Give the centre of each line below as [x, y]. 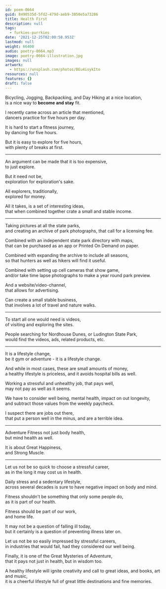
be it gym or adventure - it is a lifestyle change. [53, 359]
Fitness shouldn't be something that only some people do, [64, 496]
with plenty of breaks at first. [35, 147]
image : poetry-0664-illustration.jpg [44, 56]
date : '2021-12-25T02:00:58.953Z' [41, 38]
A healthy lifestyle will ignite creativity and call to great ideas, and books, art [83, 571]
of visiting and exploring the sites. [40, 324]
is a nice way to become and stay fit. [43, 102]
